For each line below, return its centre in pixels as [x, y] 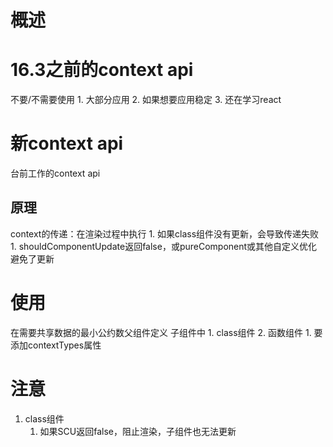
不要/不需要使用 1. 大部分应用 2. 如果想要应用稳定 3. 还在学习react [146, 100]
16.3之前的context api [102, 70]
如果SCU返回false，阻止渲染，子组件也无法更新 [138, 431]
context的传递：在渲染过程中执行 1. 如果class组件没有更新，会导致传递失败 [165, 233]
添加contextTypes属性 [56, 345]
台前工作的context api [55, 173]
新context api [67, 143]
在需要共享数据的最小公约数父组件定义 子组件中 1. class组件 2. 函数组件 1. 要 [166, 332]
